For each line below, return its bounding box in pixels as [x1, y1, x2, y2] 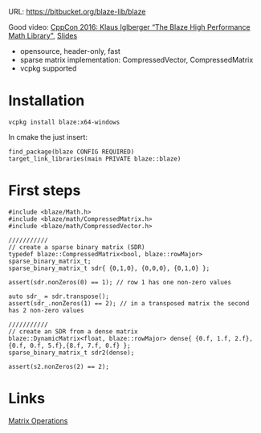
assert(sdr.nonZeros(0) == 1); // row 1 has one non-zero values [8, 278, 231, 286]
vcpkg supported [19, 63, 77, 73]
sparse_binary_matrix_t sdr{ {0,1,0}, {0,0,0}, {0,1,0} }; [8, 264, 210, 272]
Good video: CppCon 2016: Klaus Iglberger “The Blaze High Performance [8, 22, 251, 31]
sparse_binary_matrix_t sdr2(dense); [8, 349, 135, 357]
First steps [8, 182, 81, 200]
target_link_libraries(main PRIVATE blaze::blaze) [8, 154, 181, 163]
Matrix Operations [8, 415, 68, 425]
